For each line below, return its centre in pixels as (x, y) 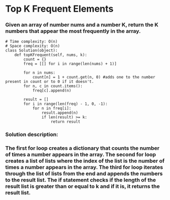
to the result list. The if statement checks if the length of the (81, 180)
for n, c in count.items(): (53, 86)
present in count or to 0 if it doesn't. (50, 82)
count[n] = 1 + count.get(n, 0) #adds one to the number (94, 77)
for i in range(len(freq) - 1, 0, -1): (66, 104)
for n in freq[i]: (52, 108)
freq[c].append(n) (52, 91)
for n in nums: (40, 73)
